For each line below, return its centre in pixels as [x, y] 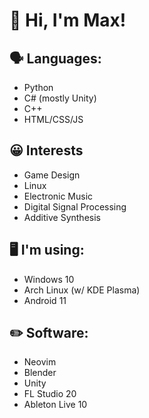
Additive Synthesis [62, 217]
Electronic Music [58, 196]
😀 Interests [46, 150]
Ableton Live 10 [55, 405]
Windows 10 [49, 279]
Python [38, 87]
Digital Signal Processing [75, 206]
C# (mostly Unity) [60, 98]
